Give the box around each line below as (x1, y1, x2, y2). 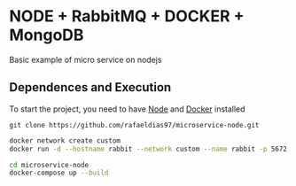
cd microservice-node (9, 160, 90, 169)
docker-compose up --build (9, 168, 109, 178)
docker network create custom (9, 136, 121, 145)
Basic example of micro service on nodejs (9, 54, 162, 65)
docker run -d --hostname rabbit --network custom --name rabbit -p (9, 144, 268, 153)
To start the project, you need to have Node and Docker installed (9, 104, 245, 114)
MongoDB (9, 25, 84, 45)
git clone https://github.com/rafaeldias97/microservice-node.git (9, 120, 260, 129)
